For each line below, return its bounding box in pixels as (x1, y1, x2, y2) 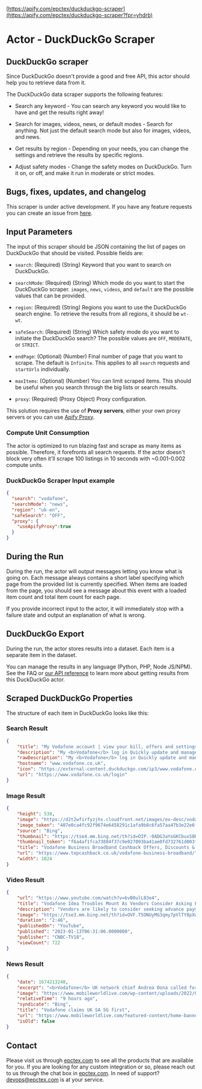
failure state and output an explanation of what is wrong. (6, 611, 146, 618)
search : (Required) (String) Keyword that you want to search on (14, 261, 171, 268)
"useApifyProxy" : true (17, 524, 71, 530)
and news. (14, 133, 41, 141)
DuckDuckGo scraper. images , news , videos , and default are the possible (14, 285, 194, 293)
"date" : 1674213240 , (17, 979, 69, 985)
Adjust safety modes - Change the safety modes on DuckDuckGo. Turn (14, 163, 192, 170)
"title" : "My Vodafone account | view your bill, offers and (17, 743, 173, 750)
